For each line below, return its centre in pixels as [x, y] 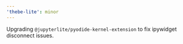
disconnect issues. [30, 35]
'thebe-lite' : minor [33, 12]
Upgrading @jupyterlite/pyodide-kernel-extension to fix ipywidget [91, 29]
